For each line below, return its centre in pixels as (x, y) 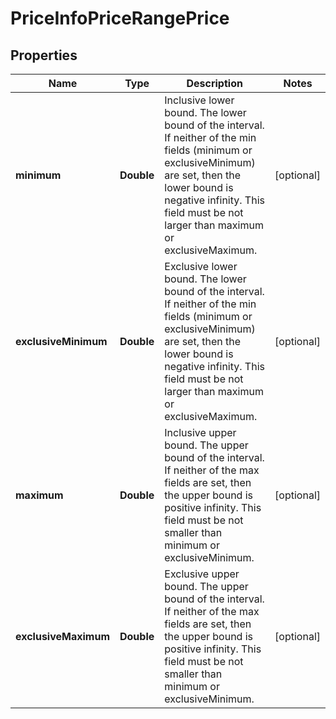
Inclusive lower (199, 100)
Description (214, 83)
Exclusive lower (201, 266)
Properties (44, 55)
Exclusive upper (202, 574)
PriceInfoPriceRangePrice (120, 18)
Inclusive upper (200, 432)
